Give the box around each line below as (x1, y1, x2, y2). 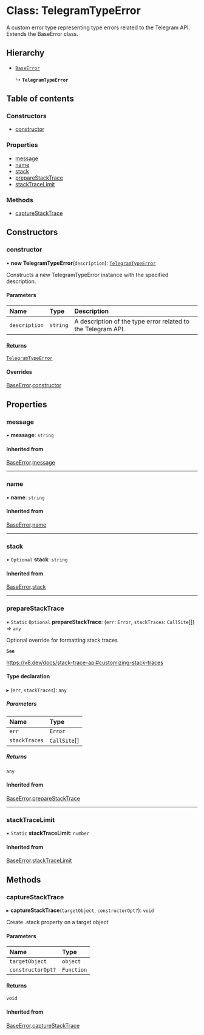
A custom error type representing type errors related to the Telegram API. (6, 24, 190, 31)
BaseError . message (6, 459, 56, 466)
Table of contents (6, 94, 74, 104)
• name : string (6, 494, 45, 501)
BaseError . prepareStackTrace (6, 795, 80, 802)
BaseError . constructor (6, 382, 62, 389)
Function (61, 966, 87, 974)
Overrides (6, 368, 32, 375)
